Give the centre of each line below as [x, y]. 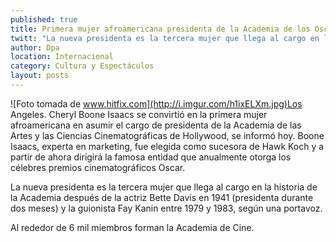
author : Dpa [35, 47]
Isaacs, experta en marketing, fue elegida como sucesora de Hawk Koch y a [167, 146]
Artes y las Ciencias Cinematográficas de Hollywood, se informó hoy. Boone [167, 135]
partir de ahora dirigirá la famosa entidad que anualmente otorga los [151, 157]
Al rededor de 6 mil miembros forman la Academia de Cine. [132, 227]
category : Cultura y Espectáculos [82, 66]
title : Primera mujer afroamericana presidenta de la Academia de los [160, 29]
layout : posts [40, 76]
